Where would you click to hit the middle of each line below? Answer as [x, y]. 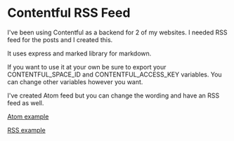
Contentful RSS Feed [69, 13]
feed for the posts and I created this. [60, 39]
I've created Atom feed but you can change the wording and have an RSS [113, 95]
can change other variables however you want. [75, 81]
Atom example [28, 116]
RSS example [26, 130]
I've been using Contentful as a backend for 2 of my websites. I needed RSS [117, 32]
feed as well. [26, 102]
